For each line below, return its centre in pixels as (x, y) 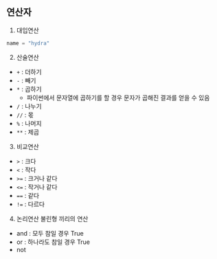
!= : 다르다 (31, 204)
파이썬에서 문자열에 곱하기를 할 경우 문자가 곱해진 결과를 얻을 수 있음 (118, 98)
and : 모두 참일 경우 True (50, 233)
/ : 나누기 (29, 106)
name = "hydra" (28, 43)
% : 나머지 (29, 123)
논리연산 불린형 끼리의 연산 (52, 218)
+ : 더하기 (29, 71)
